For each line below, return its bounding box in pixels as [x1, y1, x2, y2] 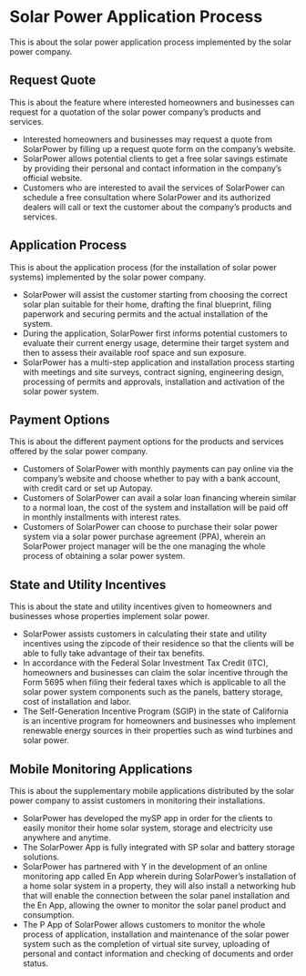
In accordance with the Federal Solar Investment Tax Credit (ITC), [22, 657, 269, 668]
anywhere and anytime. [22, 832, 111, 843]
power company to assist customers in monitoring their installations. [9, 795, 266, 806]
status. [22, 958, 48, 969]
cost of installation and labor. [22, 696, 132, 707]
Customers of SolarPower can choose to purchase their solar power [22, 522, 279, 533]
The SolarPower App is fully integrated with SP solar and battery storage [22, 842, 296, 852]
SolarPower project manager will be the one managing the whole [22, 541, 266, 552]
